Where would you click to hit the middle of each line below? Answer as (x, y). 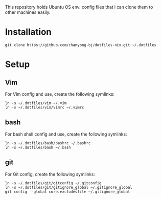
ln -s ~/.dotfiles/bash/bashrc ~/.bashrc (48, 143)
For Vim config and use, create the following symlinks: (60, 94)
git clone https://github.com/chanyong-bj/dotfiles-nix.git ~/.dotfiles (81, 45)
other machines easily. (28, 12)
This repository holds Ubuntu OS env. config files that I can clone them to (79, 7)
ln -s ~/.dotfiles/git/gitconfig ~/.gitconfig (53, 183)
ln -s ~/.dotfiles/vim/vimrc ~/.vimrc (45, 107)
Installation (28, 32)
